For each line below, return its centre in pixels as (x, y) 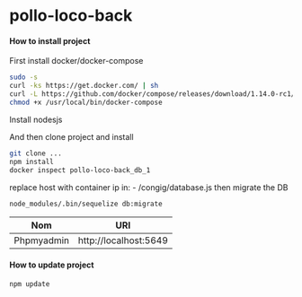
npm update (30, 284)
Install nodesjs (36, 119)
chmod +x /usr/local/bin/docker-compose (86, 103)
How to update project (52, 265)
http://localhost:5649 (123, 240)
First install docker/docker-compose (76, 61)
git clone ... (36, 153)
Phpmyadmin (42, 240)
